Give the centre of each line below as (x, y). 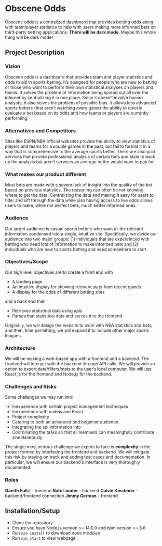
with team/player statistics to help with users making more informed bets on (81, 27)
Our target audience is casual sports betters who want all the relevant (74, 229)
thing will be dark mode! (29, 37)
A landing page (27, 281)
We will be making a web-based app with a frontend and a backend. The (77, 359)
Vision (13, 66)
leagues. (13, 335)
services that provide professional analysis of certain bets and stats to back (80, 156)
